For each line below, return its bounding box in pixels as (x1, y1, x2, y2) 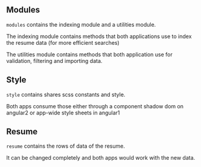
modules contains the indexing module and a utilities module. (6, 21, 156, 28)
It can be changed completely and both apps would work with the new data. (6, 154, 196, 162)
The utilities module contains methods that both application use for (6, 51, 173, 58)
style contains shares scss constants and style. (6, 91, 126, 98)
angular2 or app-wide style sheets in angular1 (6, 109, 120, 116)
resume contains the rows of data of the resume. (6, 142, 126, 150)
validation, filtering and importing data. (6, 57, 103, 64)
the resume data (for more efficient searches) (6, 39, 120, 46)
